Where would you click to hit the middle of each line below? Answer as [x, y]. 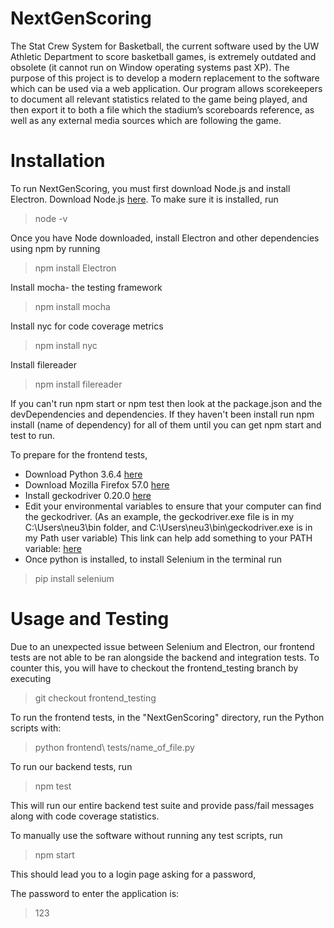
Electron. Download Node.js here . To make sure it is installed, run [144, 199]
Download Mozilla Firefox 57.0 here [97, 484]
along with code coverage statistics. [85, 816]
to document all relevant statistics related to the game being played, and [159, 99]
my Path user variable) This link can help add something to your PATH [168, 538]
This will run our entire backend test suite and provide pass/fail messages [162, 805]
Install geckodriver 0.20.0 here [88, 495]
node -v [51, 218]
